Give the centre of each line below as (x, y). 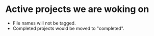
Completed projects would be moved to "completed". (68, 28)
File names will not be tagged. (44, 23)
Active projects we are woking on (77, 9)
